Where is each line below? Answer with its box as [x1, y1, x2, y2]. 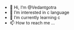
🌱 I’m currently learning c [9, 15, 60, 20]
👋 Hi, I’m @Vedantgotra [9, 5, 57, 10]
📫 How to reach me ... [9, 20, 55, 26]
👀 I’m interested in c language [9, 10, 70, 15]
